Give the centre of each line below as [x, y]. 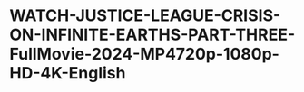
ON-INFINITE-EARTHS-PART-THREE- [152, 35]
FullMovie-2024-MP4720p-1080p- [144, 54]
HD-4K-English [68, 74]
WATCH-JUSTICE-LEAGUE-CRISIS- [145, 16]
